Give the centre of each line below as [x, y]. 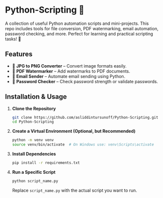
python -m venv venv [33, 140]
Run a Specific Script [34, 172]
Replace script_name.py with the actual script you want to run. [74, 190]
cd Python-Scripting [33, 122]
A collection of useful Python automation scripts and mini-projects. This [77, 23]
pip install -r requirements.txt [46, 163]
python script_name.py [35, 181]
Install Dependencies [34, 154]
